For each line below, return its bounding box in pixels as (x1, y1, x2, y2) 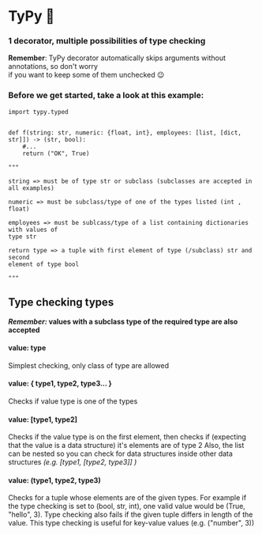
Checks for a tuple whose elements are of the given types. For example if (8, 493, 247, 503)
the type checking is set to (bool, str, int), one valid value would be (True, (8, 502, 246, 511)
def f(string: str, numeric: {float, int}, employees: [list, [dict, (8, 128, 242, 137)
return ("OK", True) (22, 150, 90, 157)
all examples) (8, 184, 55, 192)
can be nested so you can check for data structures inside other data (8, 449, 233, 458)
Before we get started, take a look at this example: (8, 90, 204, 101)
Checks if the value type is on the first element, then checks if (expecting (8, 432, 247, 442)
